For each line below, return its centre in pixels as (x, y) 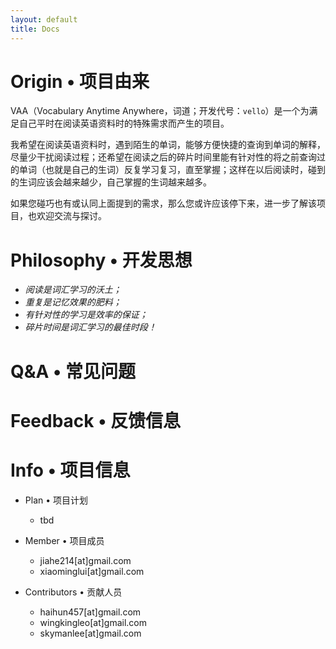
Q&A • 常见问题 (73, 371)
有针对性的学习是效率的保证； (86, 315)
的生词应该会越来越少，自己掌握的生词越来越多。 (111, 182)
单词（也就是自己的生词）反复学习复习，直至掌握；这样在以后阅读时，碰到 (172, 170)
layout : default (44, 19)
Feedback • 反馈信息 (96, 420)
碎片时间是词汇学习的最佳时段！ (90, 327)
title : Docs (35, 29)
